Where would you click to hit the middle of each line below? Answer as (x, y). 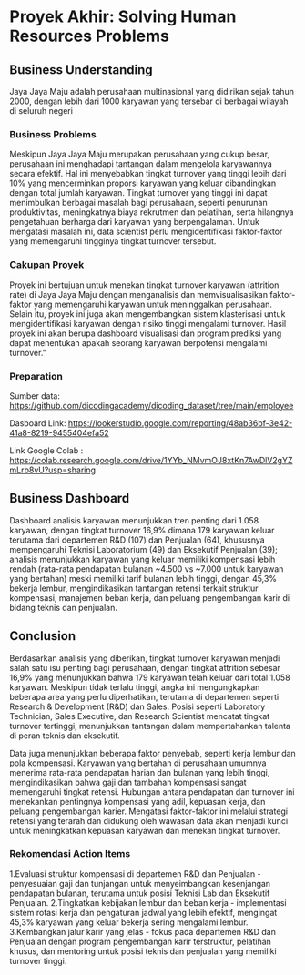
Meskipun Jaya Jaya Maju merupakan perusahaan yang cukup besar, (140, 154)
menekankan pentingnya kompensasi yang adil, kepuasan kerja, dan (137, 801)
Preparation (36, 376)
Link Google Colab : (46, 450)
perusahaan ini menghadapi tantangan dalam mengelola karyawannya (141, 164)
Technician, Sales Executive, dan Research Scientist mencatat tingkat (140, 716)
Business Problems (53, 134)
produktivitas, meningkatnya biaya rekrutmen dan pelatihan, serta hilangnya (152, 212)
